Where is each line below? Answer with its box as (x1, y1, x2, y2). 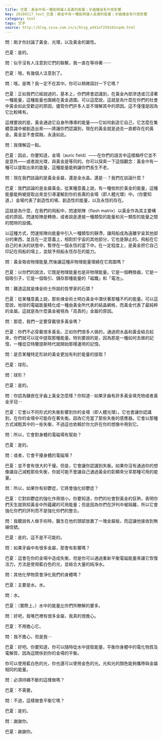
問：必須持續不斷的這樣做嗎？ (5, 677, 65, 683)
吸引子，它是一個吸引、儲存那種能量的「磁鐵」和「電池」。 (9, 276, 126, 281)
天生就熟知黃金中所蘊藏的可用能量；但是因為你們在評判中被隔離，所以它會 (9, 502, 158, 508)
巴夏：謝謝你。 (5, 729, 35, 735)
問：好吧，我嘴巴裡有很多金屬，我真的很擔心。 (5, 613, 98, 619)
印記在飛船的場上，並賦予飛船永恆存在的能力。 (5, 249, 98, 255)
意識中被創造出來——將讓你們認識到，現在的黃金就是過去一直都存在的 (9, 126, 149, 131)
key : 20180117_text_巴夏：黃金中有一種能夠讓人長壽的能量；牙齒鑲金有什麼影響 (5, 12, 147, 17)
